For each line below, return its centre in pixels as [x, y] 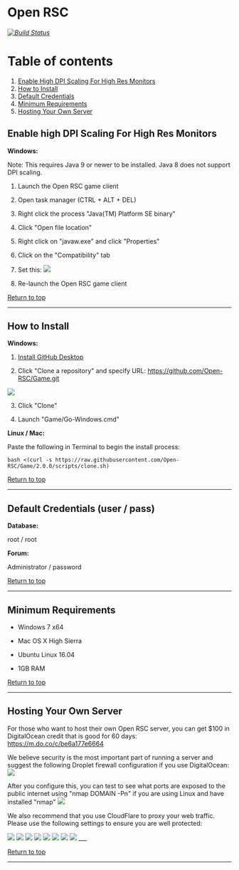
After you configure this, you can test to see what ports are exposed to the [117, 786]
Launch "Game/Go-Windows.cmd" [68, 419]
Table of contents [60, 61]
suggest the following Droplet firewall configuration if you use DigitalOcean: [118, 765]
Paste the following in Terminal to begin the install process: [94, 447]
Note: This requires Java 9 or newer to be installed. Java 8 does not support [119, 164]
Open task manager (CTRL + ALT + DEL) [77, 199]
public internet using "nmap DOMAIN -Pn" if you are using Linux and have [116, 793]
